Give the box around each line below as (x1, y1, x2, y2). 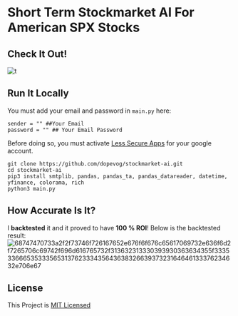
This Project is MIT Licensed (7, 301, 91, 310)
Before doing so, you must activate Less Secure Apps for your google (7, 138, 212, 147)
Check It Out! (7, 48, 68, 60)
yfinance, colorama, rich (7, 179, 84, 186)
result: (7, 231, 26, 240)
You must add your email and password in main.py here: (7, 106, 172, 115)
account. (7, 146, 33, 155)
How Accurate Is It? (7, 205, 96, 217)
